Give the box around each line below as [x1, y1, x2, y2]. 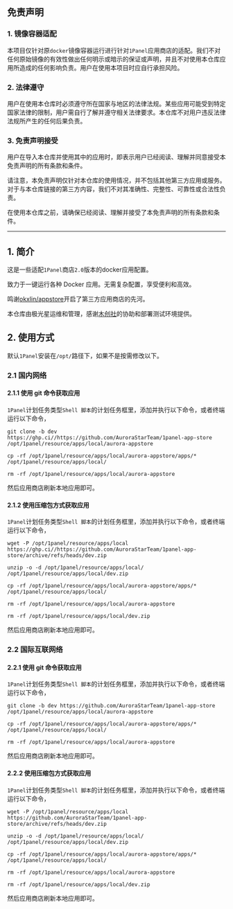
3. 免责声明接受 [7, 136, 59, 145]
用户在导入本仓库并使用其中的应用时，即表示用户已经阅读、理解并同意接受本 [7, 153, 226, 161]
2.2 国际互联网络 [7, 645, 64, 655]
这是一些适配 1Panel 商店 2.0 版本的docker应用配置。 [7, 265, 153, 274]
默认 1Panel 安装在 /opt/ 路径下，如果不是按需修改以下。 [7, 351, 163, 360]
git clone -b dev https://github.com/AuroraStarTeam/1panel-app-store [7, 703, 216, 709]
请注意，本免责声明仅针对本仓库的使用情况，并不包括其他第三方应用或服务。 [7, 176, 226, 185]
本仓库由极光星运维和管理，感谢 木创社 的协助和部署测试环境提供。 [7, 310, 196, 318]
